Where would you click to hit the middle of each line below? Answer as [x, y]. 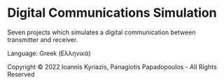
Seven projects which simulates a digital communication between [101, 32]
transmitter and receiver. [43, 39]
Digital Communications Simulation [112, 13]
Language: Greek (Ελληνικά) [49, 53]
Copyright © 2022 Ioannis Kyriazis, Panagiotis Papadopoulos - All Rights [112, 66]
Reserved [21, 74]
